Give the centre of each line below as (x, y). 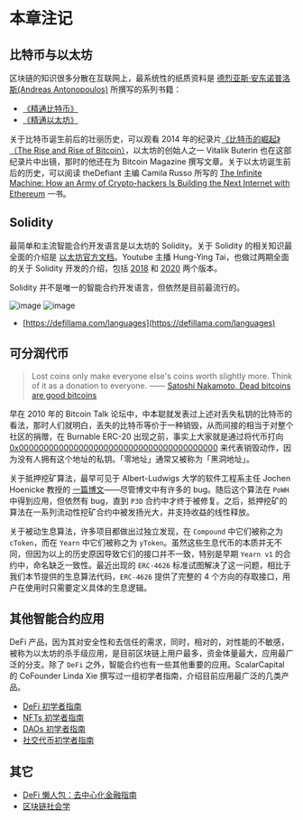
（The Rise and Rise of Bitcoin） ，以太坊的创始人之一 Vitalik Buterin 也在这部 (151, 150)
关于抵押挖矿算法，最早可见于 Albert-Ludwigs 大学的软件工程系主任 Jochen (150, 478)
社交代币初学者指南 (58, 741)
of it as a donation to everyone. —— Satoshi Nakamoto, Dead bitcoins (161, 386)
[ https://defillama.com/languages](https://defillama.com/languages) (149, 322)
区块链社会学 (46, 806)
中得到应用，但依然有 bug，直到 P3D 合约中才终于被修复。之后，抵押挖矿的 (148, 500)
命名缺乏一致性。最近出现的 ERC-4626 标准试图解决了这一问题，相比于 (162, 564)
